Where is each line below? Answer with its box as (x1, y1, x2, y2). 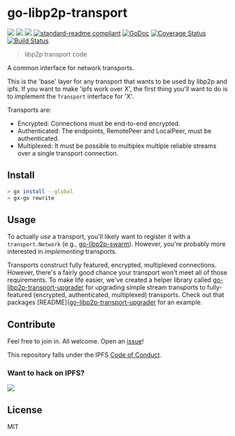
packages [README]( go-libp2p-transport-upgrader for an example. (7, 298, 203, 306)
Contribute (7, 318, 56, 330)
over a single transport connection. (17, 149, 119, 157)
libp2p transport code (24, 50, 87, 58)
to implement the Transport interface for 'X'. (7, 92, 134, 100)
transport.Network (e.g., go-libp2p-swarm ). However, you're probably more (7, 240, 226, 248)
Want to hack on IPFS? (7, 368, 85, 378)
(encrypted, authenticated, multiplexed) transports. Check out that (33, 291, 225, 299)
